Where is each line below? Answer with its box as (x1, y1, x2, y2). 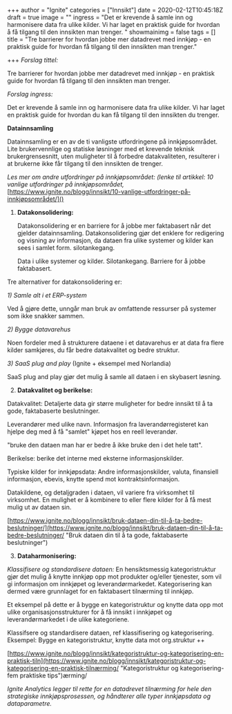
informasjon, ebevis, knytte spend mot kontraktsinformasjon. (7, 475, 180, 483)
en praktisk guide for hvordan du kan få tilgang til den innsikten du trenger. (7, 110, 220, 119)
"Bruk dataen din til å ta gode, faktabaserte (65, 531, 188, 539)
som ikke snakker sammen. (7, 312, 85, 320)
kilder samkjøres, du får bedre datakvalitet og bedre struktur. (7, 346, 180, 354)
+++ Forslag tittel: (7, 56, 59, 64)
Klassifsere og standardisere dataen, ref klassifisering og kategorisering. (7, 628, 214, 637)
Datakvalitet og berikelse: (17, 386, 93, 394)
